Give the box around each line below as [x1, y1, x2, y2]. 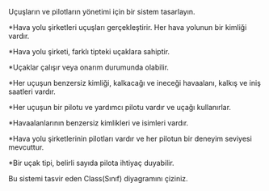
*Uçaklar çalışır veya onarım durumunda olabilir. [8, 62, 170, 72]
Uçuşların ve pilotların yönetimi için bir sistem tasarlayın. [8, 7, 195, 16]
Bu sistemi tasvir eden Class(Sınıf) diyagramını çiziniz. [8, 174, 188, 183]
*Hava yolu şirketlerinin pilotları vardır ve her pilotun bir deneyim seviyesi [8, 134, 252, 143]
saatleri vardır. [8, 87, 57, 96]
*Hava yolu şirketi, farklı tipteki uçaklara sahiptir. [8, 47, 170, 56]
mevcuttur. [8, 142, 44, 152]
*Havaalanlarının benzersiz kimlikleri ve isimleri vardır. [8, 118, 189, 128]
